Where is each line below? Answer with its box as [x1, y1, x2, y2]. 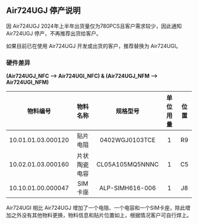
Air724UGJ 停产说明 [6, 5, 81, 16]
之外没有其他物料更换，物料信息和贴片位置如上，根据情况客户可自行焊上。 [11, 212, 192, 219]
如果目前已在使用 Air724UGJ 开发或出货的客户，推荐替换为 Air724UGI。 [6, 42, 181, 49]
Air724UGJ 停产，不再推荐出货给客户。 [6, 30, 102, 37]
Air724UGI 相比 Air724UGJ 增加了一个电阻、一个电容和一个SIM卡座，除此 [6, 204, 186, 212]
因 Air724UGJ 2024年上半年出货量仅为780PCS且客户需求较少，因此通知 [6, 22, 182, 30]
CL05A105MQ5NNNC [96, 160, 159, 168]
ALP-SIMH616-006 [99, 184, 156, 192]
